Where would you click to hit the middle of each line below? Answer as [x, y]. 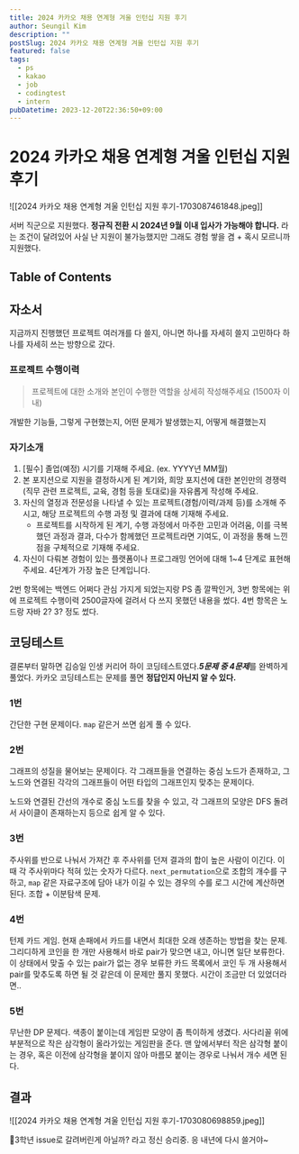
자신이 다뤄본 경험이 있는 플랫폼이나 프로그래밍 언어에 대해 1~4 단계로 [145, 559]
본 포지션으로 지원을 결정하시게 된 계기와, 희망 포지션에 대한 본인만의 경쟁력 [154, 479]
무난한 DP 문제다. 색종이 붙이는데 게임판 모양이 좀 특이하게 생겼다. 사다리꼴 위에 [149, 1032]
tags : [19, 59]
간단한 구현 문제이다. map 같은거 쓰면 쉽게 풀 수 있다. [100, 724]
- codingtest [42, 93]
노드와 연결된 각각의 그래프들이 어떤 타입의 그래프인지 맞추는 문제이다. [132, 782]
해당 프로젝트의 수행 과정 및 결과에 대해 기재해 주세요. [136, 513]
